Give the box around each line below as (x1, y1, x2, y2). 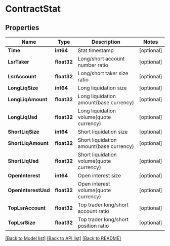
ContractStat (5, 3, 61, 15)
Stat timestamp (77, 47, 114, 54)
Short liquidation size (77, 128, 128, 135)
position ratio (77, 222, 109, 229)
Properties (5, 23, 39, 32)
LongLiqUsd (8, 114, 38, 120)
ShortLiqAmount (8, 140, 49, 146)
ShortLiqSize (8, 128, 39, 135)
